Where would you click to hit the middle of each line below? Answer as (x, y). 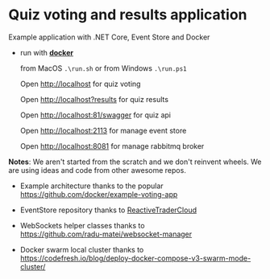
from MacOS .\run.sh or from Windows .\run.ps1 (103, 68)
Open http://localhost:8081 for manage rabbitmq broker (112, 146)
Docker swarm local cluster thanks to (82, 249)
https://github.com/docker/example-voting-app (99, 194)
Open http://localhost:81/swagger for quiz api (96, 115)
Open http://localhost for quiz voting (80, 84)
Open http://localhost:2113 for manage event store (103, 130)
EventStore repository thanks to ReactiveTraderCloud (108, 210)
